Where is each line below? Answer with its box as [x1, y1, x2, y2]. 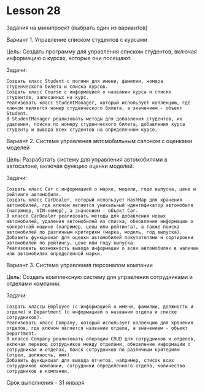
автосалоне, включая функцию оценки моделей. [6, 162, 134, 170]
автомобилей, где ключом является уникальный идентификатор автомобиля [6, 202, 193, 208]
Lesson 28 [6, 4, 61, 18]
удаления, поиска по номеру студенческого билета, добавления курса [6, 121, 185, 127]
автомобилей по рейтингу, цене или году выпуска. [6, 240, 136, 246]
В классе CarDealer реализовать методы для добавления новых [6, 213, 166, 219]
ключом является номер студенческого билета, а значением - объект [6, 105, 183, 111]
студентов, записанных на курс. [6, 94, 89, 100]
